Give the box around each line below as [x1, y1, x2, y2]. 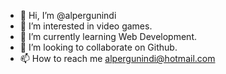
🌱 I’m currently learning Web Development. [19, 31, 197, 42]
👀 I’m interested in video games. [19, 20, 153, 32]
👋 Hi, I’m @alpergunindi [19, 10, 117, 21]
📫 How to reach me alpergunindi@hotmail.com [19, 53, 216, 64]
